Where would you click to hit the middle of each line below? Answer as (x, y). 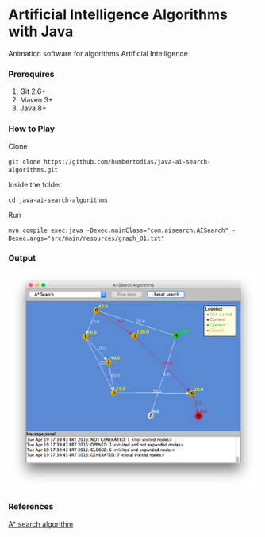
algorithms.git (33, 170)
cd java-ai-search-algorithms (58, 200)
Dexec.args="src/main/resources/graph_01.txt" (86, 238)
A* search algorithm (41, 524)
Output (22, 258)
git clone (25, 162)
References (31, 507)
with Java (41, 31)
